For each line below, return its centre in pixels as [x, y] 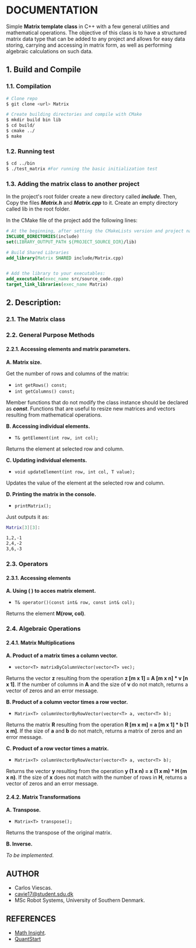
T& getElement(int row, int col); [56, 438]
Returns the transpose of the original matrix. [59, 833]
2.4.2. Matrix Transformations [43, 797]
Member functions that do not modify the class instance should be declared [97, 402]
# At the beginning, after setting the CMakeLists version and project [95, 231]
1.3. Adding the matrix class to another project [73, 184]
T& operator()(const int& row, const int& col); [75, 603]
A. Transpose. [24, 810]
